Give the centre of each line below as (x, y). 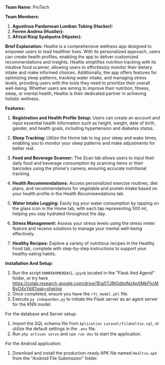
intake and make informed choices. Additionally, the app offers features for (81, 73)
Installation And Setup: (29, 263)
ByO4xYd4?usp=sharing (37, 289)
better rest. (24, 148)
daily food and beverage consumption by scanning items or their (78, 163)
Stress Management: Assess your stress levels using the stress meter (83, 223)
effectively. (23, 234)
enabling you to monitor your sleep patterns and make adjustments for (83, 143)
